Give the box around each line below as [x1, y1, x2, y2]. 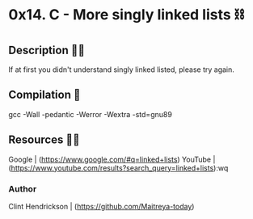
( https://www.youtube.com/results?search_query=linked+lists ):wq [8, 162, 229, 173]
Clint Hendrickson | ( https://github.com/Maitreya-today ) [8, 201, 195, 211]
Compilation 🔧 [8, 88, 81, 102]
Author [8, 183, 37, 194]
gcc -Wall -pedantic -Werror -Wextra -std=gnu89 [8, 109, 172, 119]
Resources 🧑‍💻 [8, 133, 80, 147]
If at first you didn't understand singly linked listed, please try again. [8, 65, 234, 74]
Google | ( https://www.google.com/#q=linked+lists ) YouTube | [8, 154, 216, 164]
